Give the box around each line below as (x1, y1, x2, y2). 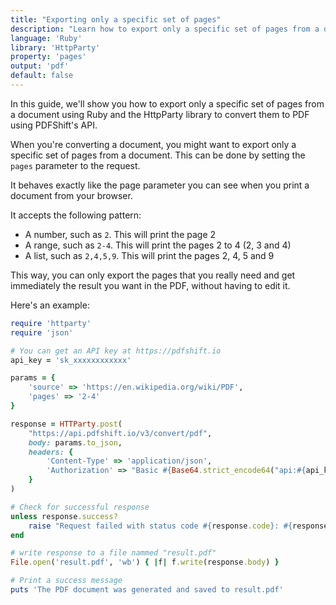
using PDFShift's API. (10, 119, 98, 131)
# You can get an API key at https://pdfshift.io (10, 346, 222, 356)
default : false (10, 71, 74, 81)
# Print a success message (10, 576, 123, 586)
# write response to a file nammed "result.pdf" (10, 548, 217, 558)
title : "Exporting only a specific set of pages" (10, 14, 222, 25)
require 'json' (10, 327, 74, 338)
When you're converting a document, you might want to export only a (10, 138, 297, 150)
